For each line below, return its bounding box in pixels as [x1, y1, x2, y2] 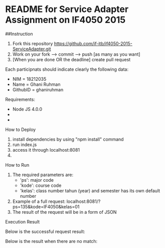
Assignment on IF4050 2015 [5, 14, 126, 26]
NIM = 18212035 [12, 76, 47, 82]
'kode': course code [20, 182, 62, 188]
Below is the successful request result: [5, 228, 85, 234]
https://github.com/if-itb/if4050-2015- [54, 40, 133, 46]
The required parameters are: [12, 172, 74, 178]
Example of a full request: [12, 198, 66, 204]
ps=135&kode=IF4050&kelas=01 [12, 203, 80, 209]
